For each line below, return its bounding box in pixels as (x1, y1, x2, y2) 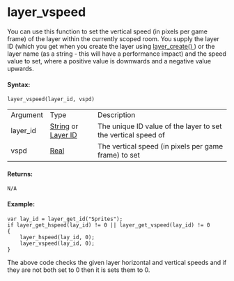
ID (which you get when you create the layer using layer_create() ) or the (7, 42, 215, 50)
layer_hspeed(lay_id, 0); (19, 234, 95, 241)
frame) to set (97, 151, 141, 160)
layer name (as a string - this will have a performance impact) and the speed (7, 50, 226, 58)
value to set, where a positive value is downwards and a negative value (7, 56, 211, 65)
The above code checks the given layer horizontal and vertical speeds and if (7, 258, 227, 266)
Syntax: (7, 80, 31, 89)
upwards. (7, 64, 34, 73)
